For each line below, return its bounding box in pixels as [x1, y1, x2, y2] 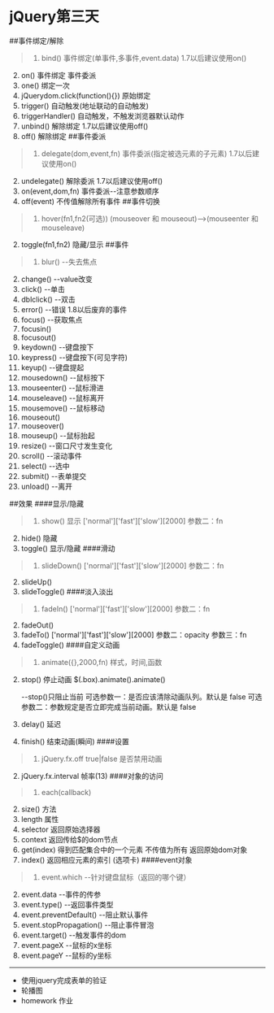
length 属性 [20, 814, 59, 824]
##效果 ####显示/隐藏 [9, 498, 85, 508]
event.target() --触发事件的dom [20, 930, 127, 940]
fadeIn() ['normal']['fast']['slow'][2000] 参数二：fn [41, 603, 211, 614]
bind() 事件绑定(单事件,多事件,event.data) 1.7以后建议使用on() [41, 53, 247, 63]
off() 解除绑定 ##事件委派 [20, 131, 107, 141]
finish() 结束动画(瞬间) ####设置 [20, 737, 129, 746]
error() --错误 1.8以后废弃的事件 [20, 304, 128, 314]
